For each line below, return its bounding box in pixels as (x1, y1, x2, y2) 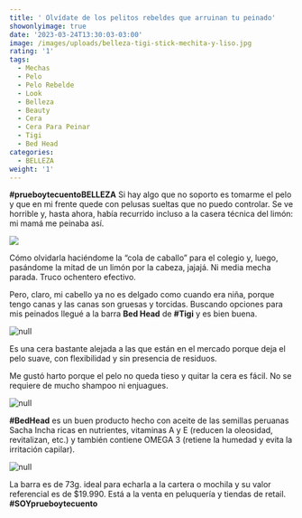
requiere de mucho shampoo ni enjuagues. (9, 381, 169, 391)
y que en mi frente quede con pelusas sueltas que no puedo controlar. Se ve (9, 199, 294, 210)
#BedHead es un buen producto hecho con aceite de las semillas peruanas (9, 415, 289, 426)
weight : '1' (9, 165, 54, 174)
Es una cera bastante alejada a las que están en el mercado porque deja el (9, 344, 286, 354)
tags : (9, 55, 30, 64)
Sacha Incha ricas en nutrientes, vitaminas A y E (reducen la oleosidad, (9, 425, 273, 436)
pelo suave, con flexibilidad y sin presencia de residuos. (9, 353, 218, 364)
